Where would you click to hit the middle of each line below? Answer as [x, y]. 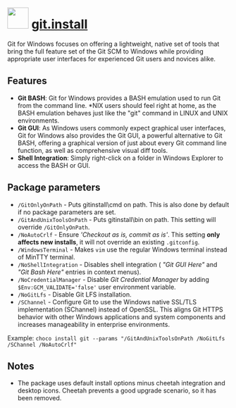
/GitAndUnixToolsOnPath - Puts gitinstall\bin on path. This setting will [117, 219]
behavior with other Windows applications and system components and [122, 316]
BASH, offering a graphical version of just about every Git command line [122, 143]
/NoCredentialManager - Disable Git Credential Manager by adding [113, 279]
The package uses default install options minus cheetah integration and [121, 383]
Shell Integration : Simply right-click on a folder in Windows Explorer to [120, 158]
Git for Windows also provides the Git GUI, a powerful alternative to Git [120, 135]
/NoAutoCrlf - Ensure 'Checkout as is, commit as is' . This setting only [119, 234]
